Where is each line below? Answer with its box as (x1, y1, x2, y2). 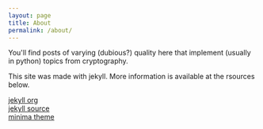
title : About (8, 19, 51, 27)
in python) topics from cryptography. (8, 56, 128, 66)
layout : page (8, 11, 51, 20)
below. (8, 80, 30, 89)
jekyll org (8, 96, 38, 105)
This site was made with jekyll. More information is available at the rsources (8, 72, 255, 82)
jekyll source (8, 104, 50, 113)
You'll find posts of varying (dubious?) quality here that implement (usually (8, 48, 251, 58)
